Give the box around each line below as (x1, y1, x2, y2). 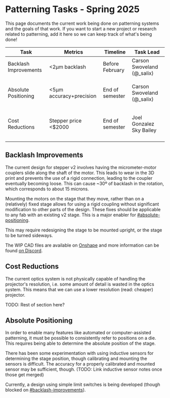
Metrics (64, 48, 83, 55)
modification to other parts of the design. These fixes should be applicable (5, 206, 161, 212)
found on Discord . (5, 247, 43, 254)
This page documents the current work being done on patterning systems (5, 20, 159, 26)
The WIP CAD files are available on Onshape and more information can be (5, 242, 159, 248)
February (103, 66, 125, 73)
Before (103, 60, 119, 67)
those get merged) (5, 372, 44, 378)
